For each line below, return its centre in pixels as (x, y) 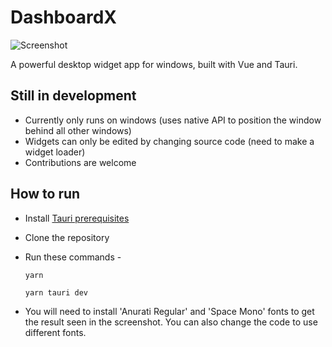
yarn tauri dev (56, 292)
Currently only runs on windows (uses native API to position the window (173, 120)
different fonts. (55, 332)
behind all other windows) (78, 130)
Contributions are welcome (80, 162)
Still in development (73, 96)
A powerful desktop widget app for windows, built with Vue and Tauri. (154, 64)
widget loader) (55, 152)
